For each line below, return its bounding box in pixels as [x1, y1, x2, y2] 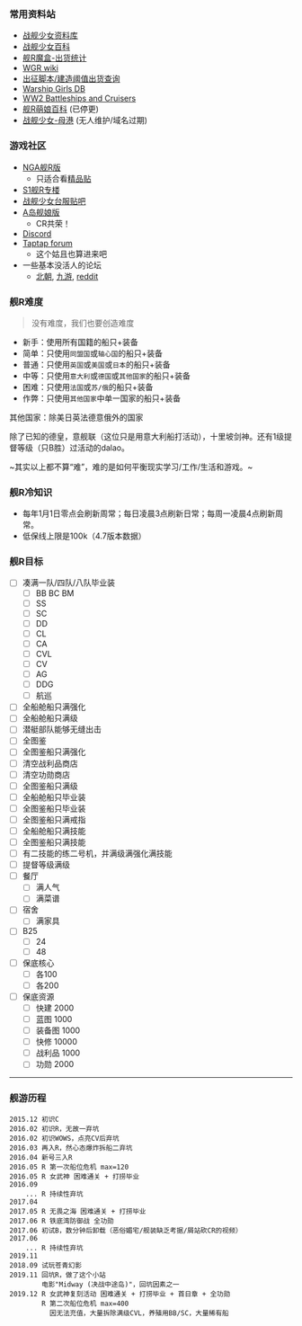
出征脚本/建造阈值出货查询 [22, 74, 120, 85]
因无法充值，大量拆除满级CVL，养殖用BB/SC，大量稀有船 [49, 1308, 229, 1318]
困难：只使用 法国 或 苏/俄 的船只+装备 [22, 381, 154, 392]
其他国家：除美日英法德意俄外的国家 [9, 412, 144, 423]
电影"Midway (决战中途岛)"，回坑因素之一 [41, 1279, 180, 1289]
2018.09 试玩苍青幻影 [9, 1260, 83, 1269]
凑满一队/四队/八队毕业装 [22, 577, 115, 588]
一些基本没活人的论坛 [22, 259, 102, 271]
